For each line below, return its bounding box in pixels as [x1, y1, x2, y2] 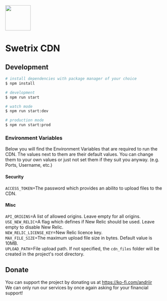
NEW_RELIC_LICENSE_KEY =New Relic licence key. [5, 229, 103, 235]
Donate [5, 266, 29, 274]
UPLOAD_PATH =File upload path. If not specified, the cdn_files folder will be [5, 245, 159, 251]
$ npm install [5, 81, 35, 86]
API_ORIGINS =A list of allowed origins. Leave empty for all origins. [5, 213, 141, 219]
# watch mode [5, 104, 33, 109]
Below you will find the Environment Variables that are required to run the [5, 146, 158, 152]
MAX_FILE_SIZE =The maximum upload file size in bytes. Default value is [5, 235, 153, 241]
